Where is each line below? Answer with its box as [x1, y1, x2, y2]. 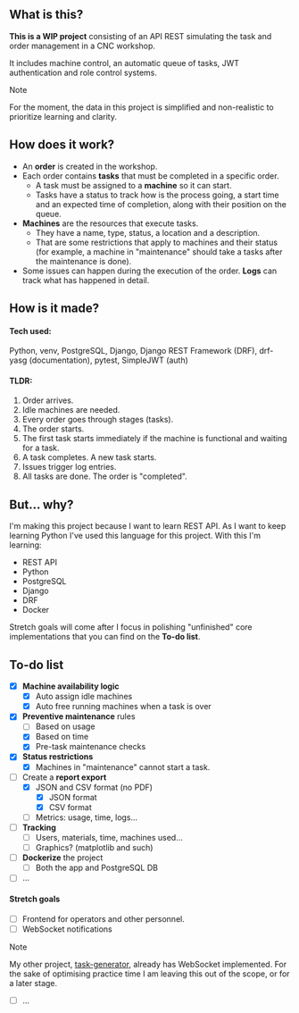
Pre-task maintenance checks [35, 741, 146, 752]
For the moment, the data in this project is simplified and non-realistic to [9, 102, 274, 113]
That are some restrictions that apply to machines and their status [35, 237, 278, 247]
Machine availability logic [21, 681, 120, 691]
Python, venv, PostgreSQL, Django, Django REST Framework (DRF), [9, 346, 257, 356]
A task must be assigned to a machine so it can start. [35, 180, 232, 190]
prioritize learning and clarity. [9, 111, 118, 121]
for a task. [21, 442, 60, 454]
